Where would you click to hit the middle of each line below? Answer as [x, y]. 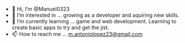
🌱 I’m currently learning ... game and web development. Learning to [94, 21]
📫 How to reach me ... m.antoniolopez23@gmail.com [77, 34]
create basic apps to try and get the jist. [60, 27]
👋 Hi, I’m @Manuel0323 [41, 9]
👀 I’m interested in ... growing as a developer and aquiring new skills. [95, 15]
